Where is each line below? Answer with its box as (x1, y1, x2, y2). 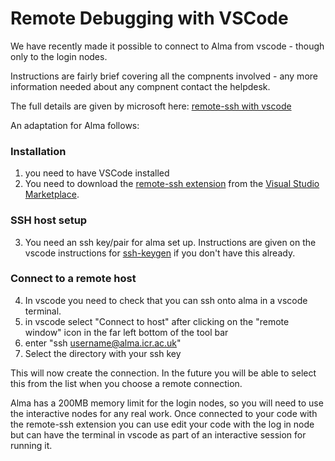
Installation (10, 144, 67, 158)
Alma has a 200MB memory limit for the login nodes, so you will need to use (10, 397, 324, 409)
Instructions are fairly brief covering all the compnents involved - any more (10, 70, 318, 82)
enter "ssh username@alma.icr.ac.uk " (24, 337, 182, 349)
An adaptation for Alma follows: (10, 119, 140, 131)
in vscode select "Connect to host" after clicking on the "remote (24, 315, 290, 327)
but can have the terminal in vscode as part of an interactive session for (10, 428, 307, 441)
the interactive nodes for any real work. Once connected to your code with (10, 407, 318, 419)
